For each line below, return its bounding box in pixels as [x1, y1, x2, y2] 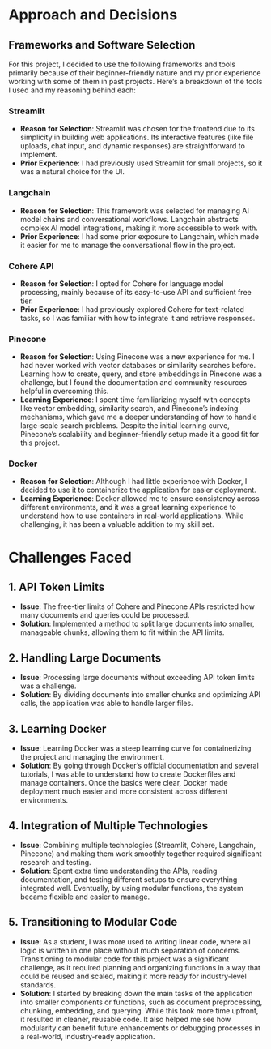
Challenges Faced [8, 548, 132, 567]
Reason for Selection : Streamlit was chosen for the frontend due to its [19, 124, 255, 134]
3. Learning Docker [8, 721, 107, 735]
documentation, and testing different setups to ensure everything [19, 874, 238, 884]
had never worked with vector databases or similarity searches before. [19, 361, 256, 370]
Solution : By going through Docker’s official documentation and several [19, 760, 259, 771]
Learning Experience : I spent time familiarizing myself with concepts [19, 395, 251, 405]
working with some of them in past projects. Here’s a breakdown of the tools [8, 77, 263, 86]
